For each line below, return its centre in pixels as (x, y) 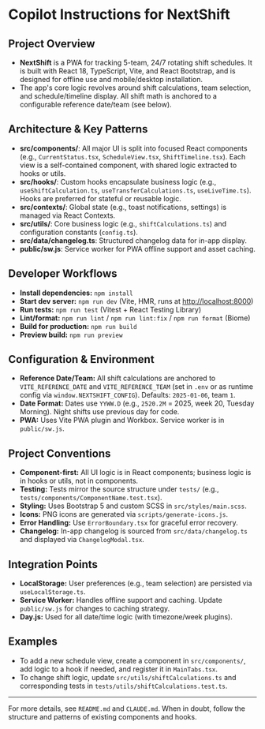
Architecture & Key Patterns (78, 129)
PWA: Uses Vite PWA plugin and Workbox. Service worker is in (122, 421)
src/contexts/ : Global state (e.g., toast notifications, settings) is (123, 207)
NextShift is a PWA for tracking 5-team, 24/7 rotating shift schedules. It (136, 62)
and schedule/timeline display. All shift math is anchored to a (118, 96)
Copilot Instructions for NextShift (119, 15)
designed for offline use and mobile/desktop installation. (111, 79)
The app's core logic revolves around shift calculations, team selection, (135, 88)
